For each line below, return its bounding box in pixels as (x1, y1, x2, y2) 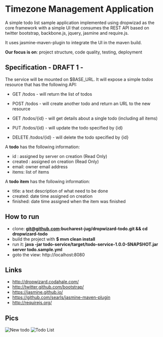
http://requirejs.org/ (12, 300, 52, 306)
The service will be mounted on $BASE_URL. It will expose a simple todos (5, 76, 153, 82)
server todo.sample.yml (12, 246, 63, 252)
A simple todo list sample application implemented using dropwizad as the (5, 20, 155, 26)
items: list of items (12, 169, 49, 175)
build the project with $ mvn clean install (12, 236, 95, 242)
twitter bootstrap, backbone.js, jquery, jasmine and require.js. (5, 30, 129, 36)
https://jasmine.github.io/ (12, 289, 63, 295)
